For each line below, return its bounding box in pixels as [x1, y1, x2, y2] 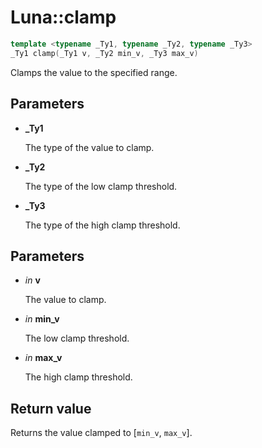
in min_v [24, 313, 60, 325]
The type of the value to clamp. [24, 141, 155, 153]
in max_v [24, 352, 63, 364]
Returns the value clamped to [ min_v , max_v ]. [10, 427, 193, 439]
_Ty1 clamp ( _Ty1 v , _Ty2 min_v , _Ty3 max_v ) [10, 48, 199, 58]
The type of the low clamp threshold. [24, 180, 178, 192]
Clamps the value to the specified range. [10, 66, 178, 78]
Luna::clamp [10, 6, 117, 29]
